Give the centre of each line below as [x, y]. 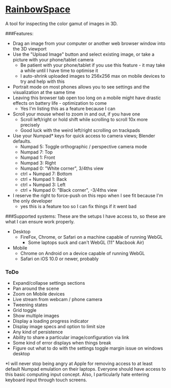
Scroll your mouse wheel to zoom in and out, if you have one [76, 114]
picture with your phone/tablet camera [53, 59]
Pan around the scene [36, 289]
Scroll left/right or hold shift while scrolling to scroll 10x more [84, 119]
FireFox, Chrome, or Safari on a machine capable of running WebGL [92, 237]
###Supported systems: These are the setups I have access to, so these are [86, 216]
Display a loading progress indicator [51, 321]
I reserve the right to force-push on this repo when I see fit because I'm [88, 195]
